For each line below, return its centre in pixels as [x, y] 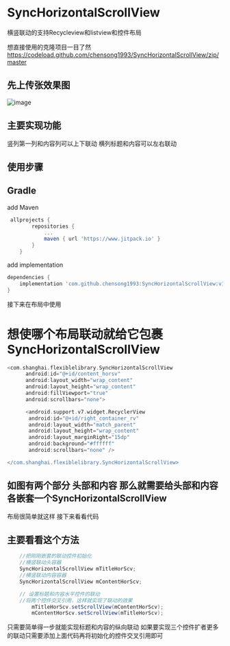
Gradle [22, 191]
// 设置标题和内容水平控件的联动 [60, 594]
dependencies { [29, 278]
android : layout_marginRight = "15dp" [79, 438]
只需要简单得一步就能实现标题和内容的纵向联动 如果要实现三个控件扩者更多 [113, 627]
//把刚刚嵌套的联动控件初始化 [56, 556]
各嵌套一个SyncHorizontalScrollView [87, 499]
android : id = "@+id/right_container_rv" [84, 418]
